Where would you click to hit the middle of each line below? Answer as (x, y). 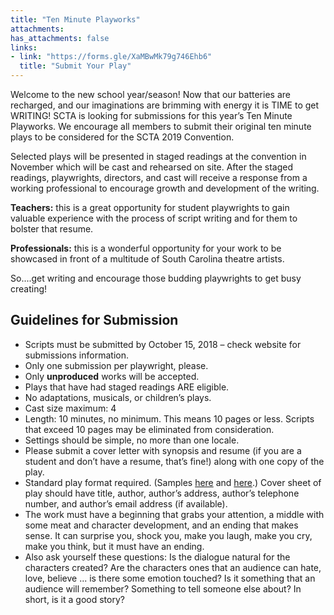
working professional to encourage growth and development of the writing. (165, 188)
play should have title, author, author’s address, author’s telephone (162, 493)
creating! (29, 289)
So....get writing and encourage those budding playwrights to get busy (156, 278)
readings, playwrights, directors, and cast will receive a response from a (159, 177)
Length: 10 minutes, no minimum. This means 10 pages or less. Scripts (169, 418)
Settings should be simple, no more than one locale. (132, 440)
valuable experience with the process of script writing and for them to (154, 218)
